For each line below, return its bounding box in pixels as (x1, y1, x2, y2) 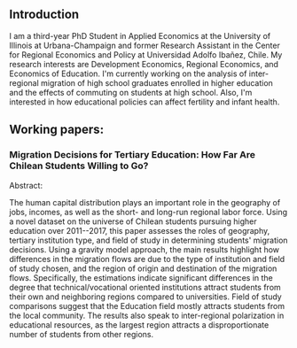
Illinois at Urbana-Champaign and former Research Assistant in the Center (9, 40, 281, 50)
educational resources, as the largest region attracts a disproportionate (9, 319, 270, 330)
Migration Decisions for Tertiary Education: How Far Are (9, 149, 255, 161)
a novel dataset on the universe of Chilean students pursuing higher (9, 216, 257, 227)
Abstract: (9, 180, 43, 190)
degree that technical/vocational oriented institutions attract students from (9, 282, 281, 292)
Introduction (9, 7, 80, 22)
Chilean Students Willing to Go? (9, 159, 149, 172)
